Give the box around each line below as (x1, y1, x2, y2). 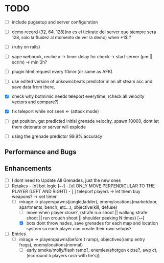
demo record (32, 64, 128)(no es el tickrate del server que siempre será (11, 29, 156, 35)
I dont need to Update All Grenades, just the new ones (11, 177, 121, 183)
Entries (11, 231, 26, 237)
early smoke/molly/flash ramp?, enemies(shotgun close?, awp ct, (26, 247, 158, 253)
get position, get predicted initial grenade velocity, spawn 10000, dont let (11, 118, 159, 124)
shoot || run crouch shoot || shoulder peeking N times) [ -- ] (26, 215, 145, 221)
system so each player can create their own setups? (26, 226, 132, 232)
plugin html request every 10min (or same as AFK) (11, 69, 113, 75)
